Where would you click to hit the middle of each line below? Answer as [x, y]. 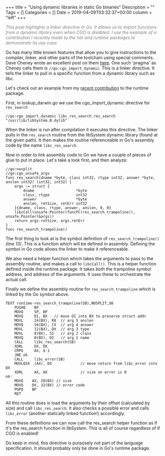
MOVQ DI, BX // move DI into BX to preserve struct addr [81, 316]
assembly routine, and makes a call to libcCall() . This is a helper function [81, 264]
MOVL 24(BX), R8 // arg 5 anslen [54, 321]
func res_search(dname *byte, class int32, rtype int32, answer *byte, [80, 178]
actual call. [16, 279]
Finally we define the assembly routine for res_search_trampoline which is [81, 289]
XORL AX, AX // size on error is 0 [70, 372]
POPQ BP [26, 390]
